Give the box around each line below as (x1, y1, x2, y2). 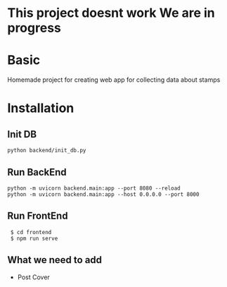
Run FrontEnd (7, 210, 68, 222)
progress (7, 20, 61, 36)
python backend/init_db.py (7, 147, 86, 154)
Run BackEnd (7, 166, 67, 178)
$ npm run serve (10, 235, 58, 242)
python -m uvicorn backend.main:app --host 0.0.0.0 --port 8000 (7, 190, 200, 198)
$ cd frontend (10, 228, 52, 236)
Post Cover (17, 273, 51, 281)
